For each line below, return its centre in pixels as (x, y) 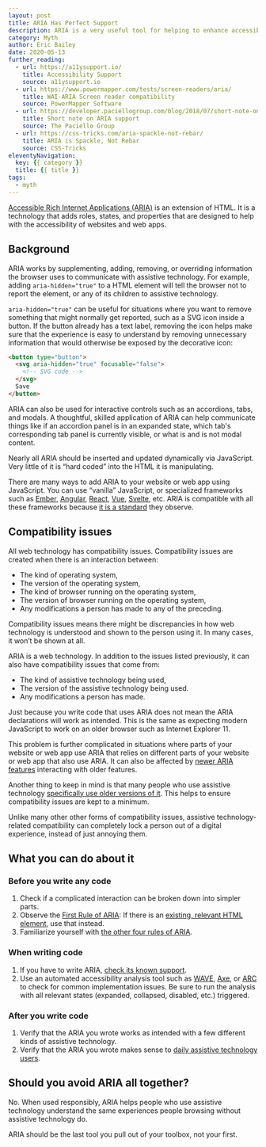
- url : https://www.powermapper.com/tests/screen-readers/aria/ (123, 89)
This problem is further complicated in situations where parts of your (120, 744)
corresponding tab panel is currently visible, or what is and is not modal (125, 434)
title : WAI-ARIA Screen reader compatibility (99, 97)
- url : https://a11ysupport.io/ (69, 67)
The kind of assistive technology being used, (93, 680)
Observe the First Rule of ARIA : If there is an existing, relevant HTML (131, 915)
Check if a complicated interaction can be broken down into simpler (130, 898)
